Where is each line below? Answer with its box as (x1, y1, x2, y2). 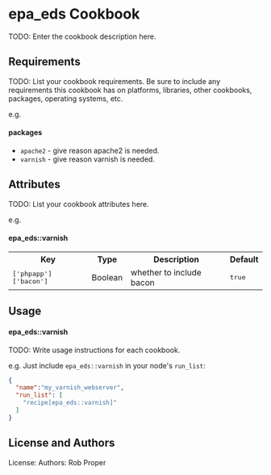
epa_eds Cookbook (8, 5, 140, 23)
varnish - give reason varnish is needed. (19, 154, 156, 164)
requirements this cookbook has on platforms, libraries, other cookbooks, (8, 85, 252, 95)
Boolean (91, 271, 123, 283)
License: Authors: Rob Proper (8, 457, 106, 467)
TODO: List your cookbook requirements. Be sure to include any (8, 76, 221, 86)
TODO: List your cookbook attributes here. (8, 199, 149, 208)
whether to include (130, 267, 202, 278)
